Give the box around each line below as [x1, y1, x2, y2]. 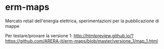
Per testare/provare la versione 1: [5, 33, 73, 39]
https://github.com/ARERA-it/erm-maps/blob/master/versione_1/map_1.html [5, 38, 158, 44]
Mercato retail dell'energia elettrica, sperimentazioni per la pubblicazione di [5, 18, 160, 24]
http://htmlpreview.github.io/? [73, 33, 134, 39]
